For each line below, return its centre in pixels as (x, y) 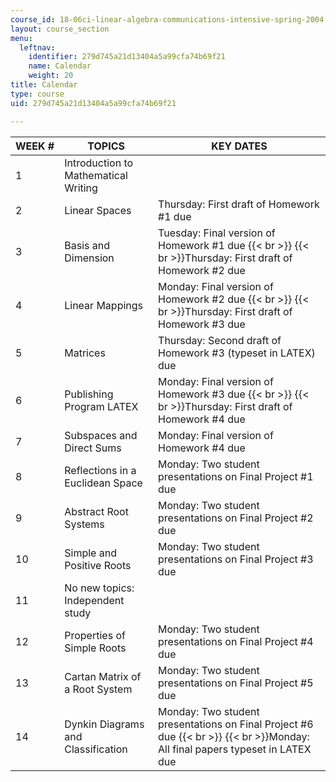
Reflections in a (100, 470)
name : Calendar (60, 66)
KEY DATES (239, 146)
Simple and (90, 553)
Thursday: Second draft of (220, 340)
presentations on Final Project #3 (236, 559)
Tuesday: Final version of (217, 233)
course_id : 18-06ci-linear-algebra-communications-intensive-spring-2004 (167, 19)
